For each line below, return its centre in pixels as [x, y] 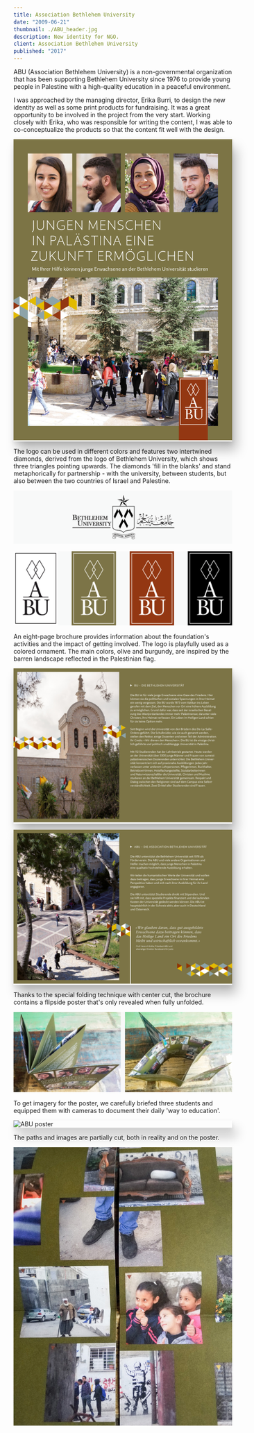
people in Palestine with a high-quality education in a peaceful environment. [122, 86]
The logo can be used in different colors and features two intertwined [113, 451]
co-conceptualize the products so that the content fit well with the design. [119, 129]
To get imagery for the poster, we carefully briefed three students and [113, 1103]
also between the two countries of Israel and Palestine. [92, 481]
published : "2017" [40, 51]
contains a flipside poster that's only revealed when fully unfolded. [109, 1002]
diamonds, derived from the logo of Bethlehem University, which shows [116, 459]
